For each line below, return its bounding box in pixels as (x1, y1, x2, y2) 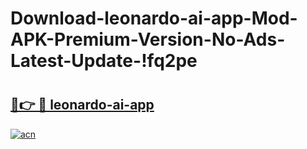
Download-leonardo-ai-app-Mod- (10, 7, 298, 30)
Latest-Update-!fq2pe (10, 50, 198, 72)
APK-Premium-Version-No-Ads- (10, 28, 286, 51)
